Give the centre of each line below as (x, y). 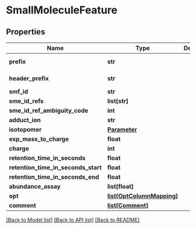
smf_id (18, 91)
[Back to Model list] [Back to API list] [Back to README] (73, 220)
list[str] (118, 101)
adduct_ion (25, 120)
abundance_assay (35, 186)
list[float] (120, 186)
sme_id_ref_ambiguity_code (49, 110)
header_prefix (29, 78)
